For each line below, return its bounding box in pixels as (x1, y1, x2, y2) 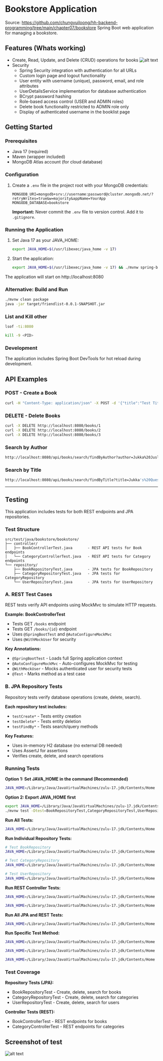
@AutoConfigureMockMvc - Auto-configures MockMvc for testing (12, 661, 138, 666)
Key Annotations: (5, 646, 41, 652)
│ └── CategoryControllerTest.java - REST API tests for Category (5, 554, 151, 559)
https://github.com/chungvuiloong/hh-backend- (21, 20, 118, 25)
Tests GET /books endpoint (12, 621, 66, 627)
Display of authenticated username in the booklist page (19, 109, 130, 115)
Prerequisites (5, 138, 37, 144)
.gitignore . (12, 214, 35, 220)
